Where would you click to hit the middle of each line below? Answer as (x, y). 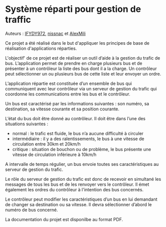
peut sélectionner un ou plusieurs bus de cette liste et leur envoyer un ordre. (83, 74)
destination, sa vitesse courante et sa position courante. (62, 109)
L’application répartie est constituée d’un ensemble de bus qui (69, 83)
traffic (18, 20)
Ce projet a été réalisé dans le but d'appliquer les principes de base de (77, 43)
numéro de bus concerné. (31, 210)
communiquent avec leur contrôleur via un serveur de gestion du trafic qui (81, 88)
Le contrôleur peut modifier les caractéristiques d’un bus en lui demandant (81, 199)
